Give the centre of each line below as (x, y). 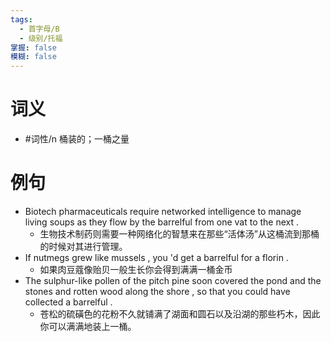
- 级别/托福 (41, 38)
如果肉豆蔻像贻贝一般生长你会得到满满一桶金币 (136, 269)
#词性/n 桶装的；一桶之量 (77, 139)
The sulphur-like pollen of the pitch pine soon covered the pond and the (173, 280)
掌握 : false (33, 47)
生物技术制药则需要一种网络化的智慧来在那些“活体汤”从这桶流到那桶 (179, 234)
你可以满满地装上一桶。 (88, 326)
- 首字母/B (39, 29)
